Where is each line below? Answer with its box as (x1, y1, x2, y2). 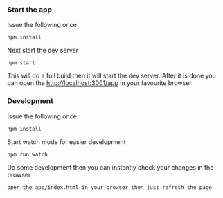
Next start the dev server (7, 46, 79, 55)
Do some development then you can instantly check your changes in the (7, 163, 214, 171)
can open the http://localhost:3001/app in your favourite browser (7, 79, 192, 87)
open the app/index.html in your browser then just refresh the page (7, 183, 213, 191)
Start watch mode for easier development (7, 137, 126, 146)
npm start (7, 60, 36, 66)
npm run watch (7, 151, 48, 158)
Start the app (7, 5, 53, 15)
